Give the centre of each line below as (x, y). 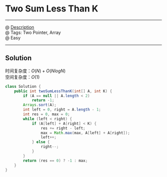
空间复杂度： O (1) (22, 77)
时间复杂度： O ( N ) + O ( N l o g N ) (36, 71)
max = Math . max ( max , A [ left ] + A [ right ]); (85, 133)
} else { (41, 142)
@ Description (20, 27)
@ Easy (13, 37)
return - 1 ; (43, 100)
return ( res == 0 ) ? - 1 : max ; (55, 161)
